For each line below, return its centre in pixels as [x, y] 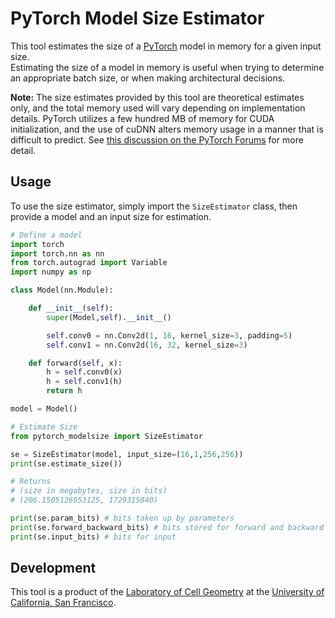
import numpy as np [51, 272]
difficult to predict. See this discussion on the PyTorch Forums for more [157, 139]
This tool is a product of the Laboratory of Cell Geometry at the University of [167, 592]
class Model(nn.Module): [62, 290]
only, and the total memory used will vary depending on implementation [158, 108]
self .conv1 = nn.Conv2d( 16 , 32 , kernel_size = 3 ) [147, 345]
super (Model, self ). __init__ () [109, 317]
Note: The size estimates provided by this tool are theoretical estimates [157, 97]
